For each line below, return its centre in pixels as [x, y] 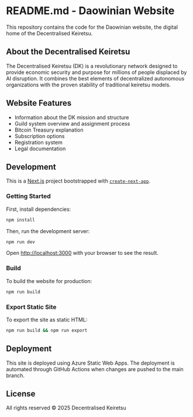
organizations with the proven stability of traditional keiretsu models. [89, 85]
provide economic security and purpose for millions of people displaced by [96, 72]
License [21, 394]
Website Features [39, 103]
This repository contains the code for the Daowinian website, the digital [92, 27]
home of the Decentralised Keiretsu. [49, 33]
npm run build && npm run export [47, 330]
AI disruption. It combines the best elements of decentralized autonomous [95, 78]
